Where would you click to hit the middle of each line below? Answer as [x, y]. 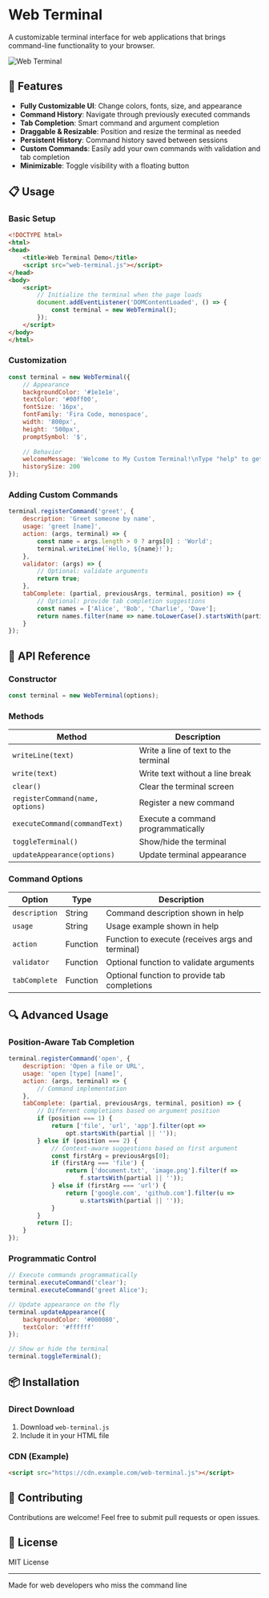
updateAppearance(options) [64, 855]
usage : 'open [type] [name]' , [73, 1073]
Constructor [33, 679]
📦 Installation [44, 1382]
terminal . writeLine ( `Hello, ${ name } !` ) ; [105, 549]
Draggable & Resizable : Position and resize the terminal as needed [130, 131]
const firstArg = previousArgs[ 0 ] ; [110, 1156]
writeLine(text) [43, 756]
